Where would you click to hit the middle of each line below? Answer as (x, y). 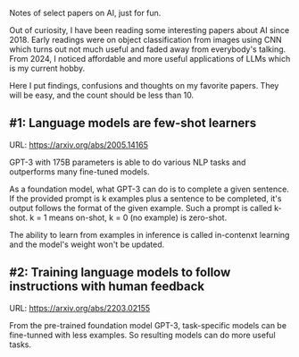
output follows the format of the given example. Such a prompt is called (141, 208)
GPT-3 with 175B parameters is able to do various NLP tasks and (128, 162)
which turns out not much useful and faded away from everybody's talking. (148, 49)
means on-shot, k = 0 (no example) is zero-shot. (138, 217)
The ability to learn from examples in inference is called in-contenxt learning (149, 234)
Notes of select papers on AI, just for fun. (85, 13)
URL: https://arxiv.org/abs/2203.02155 (80, 308)
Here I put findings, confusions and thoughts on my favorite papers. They (144, 85)
